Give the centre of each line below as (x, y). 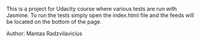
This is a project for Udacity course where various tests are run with (92, 9)
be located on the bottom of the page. (54, 22)
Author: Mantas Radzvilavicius (44, 33)
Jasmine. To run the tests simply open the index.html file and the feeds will (100, 15)
